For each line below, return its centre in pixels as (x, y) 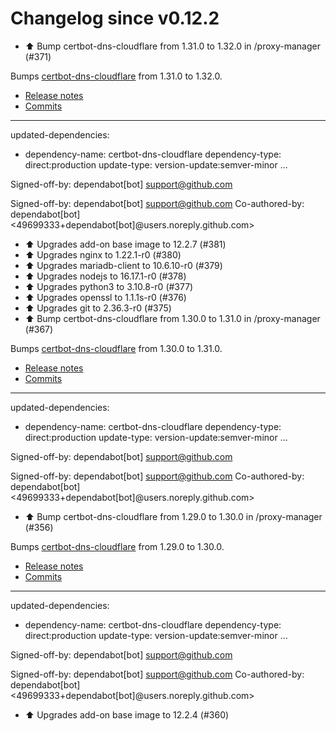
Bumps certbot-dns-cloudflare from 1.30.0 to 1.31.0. (116, 348)
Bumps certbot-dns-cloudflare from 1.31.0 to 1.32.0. (116, 76)
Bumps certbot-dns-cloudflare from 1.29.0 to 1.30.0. (117, 546)
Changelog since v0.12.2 (115, 18)
